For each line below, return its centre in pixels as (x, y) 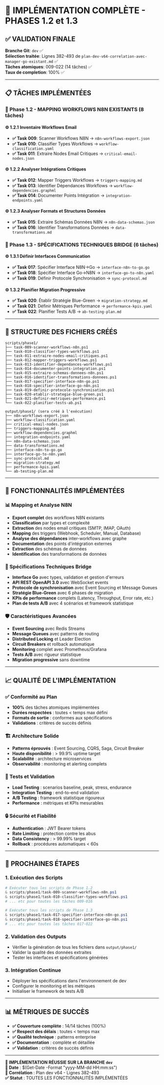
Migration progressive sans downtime (51, 660)
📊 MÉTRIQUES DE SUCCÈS (47, 1012)
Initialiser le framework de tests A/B (48, 991)
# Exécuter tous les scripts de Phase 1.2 (49, 888)
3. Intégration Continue (33, 970)
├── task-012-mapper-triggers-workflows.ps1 (51, 360)
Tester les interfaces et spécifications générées (60, 957)
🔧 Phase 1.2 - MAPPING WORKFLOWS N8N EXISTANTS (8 (74, 109)
